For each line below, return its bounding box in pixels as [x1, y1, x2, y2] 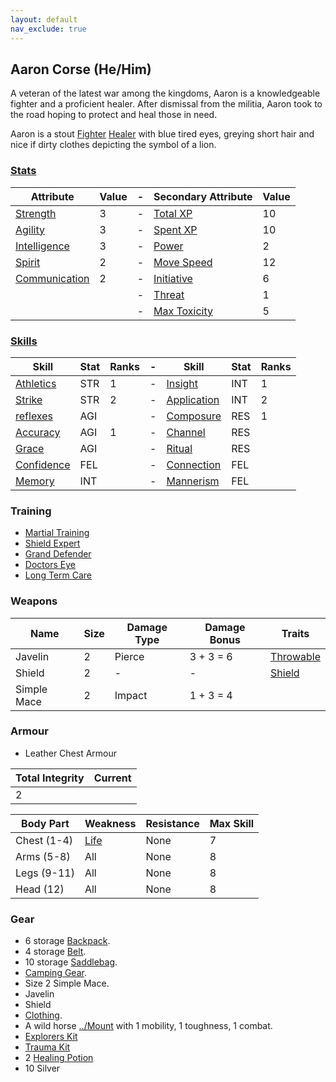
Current [93, 771, 132, 785]
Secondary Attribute [153, 189, 253, 203]
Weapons [10, 594, 58, 608]
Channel [166, 425, 206, 439]
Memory [15, 474, 55, 488]
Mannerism [166, 474, 220, 488]
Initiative [153, 271, 193, 285]
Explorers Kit [24, 1031, 78, 1043]
